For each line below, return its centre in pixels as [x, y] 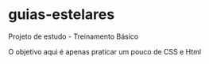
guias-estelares [62, 15]
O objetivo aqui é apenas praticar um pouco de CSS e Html [104, 51]
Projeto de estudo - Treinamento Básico [74, 36]
